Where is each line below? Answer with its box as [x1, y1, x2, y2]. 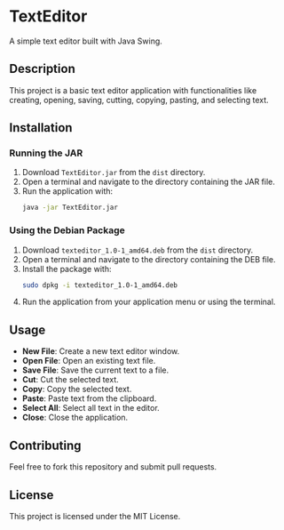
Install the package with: [21, 263, 112, 274]
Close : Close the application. [21, 412, 129, 423]
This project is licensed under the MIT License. [9, 510, 181, 521]
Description [9, 61, 75, 76]
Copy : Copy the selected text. [21, 384, 132, 395]
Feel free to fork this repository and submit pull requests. [9, 462, 217, 472]
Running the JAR [9, 147, 83, 159]
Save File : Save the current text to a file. [21, 365, 170, 375]
